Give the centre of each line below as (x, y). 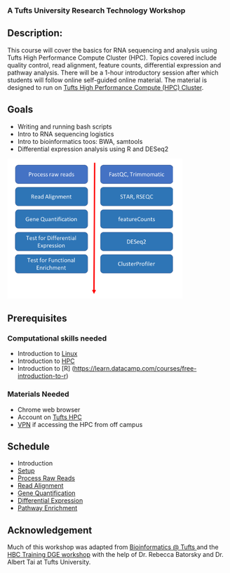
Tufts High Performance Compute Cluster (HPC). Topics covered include (112, 58)
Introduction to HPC (46, 361)
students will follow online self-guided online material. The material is (107, 80)
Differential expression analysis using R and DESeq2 (93, 149)
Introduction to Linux (47, 354)
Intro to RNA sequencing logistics (66, 134)
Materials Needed (38, 394)
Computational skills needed (57, 338)
